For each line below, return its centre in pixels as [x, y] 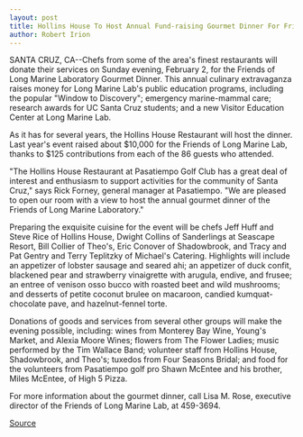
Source [23, 423]
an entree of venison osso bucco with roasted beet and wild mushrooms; [145, 285]
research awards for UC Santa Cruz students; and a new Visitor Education [147, 108]
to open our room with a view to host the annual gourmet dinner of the [140, 200]
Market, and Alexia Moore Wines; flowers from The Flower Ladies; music [144, 341]
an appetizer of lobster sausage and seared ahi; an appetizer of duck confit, [151, 266]
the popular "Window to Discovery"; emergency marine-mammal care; [141, 98]
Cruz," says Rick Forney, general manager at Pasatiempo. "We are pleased [148, 191]
